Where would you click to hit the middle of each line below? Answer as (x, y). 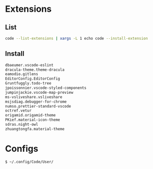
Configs (22, 149)
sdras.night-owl (22, 125)
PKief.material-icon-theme (33, 120)
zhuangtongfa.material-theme (35, 129)
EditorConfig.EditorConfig (33, 79)
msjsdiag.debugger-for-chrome (36, 102)
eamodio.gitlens (22, 74)
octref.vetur (18, 111)
